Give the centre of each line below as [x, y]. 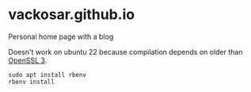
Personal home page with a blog [61, 36]
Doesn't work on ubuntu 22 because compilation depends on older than [125, 52]
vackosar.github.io [72, 15]
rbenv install [32, 82]
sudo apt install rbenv [48, 75]
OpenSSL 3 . [28, 60]
